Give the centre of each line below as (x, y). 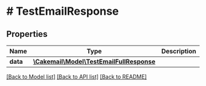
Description (179, 51)
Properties (27, 34)
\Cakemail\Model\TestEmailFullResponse (94, 61)
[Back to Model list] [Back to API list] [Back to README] (77, 77)
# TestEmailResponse (63, 11)
